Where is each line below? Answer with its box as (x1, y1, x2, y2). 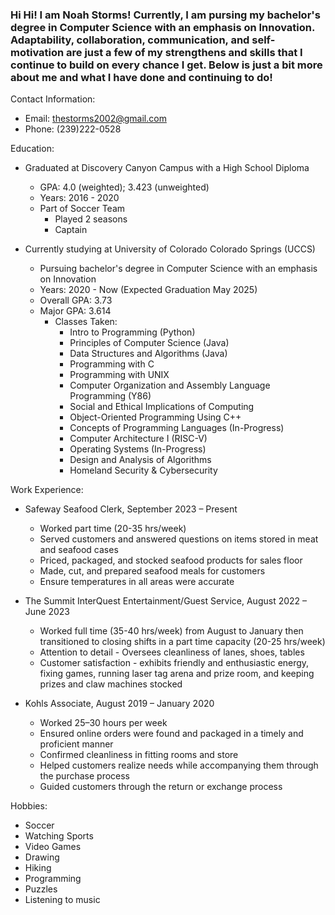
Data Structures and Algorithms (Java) (69, 348, 228, 360)
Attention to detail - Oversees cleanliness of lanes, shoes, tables (39, 646, 305, 658)
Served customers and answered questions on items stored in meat (39, 533, 319, 545)
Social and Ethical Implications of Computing (69, 401, 255, 413)
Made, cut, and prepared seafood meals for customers (39, 565, 266, 577)
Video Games (24, 841, 82, 853)
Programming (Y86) (69, 390, 152, 402)
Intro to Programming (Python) (69, 326, 196, 338)
